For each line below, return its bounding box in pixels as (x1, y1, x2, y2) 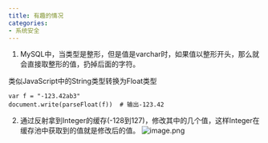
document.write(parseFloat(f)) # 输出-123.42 (8, 101, 164, 109)
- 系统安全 (8, 26, 40, 34)
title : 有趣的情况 (8, 11, 64, 20)
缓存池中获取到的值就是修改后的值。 (19, 125, 140, 136)
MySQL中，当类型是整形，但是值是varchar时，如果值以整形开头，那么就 (19, 50, 260, 59)
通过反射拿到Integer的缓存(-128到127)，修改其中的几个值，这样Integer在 (19, 116, 260, 125)
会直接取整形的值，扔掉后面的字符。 (19, 59, 140, 69)
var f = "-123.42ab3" (8, 93, 81, 101)
